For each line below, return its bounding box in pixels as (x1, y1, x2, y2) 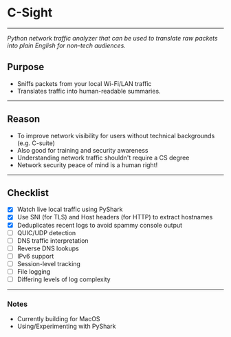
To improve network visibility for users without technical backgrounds (16, 131, 215, 140)
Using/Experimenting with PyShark (16, 322, 116, 331)
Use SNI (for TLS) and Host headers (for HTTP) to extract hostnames (16, 213, 213, 221)
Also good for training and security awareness (16, 146, 148, 154)
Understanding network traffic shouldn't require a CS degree (16, 153, 190, 162)
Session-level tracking (16, 259, 81, 268)
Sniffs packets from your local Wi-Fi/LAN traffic (16, 79, 152, 87)
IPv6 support (16, 252, 54, 260)
